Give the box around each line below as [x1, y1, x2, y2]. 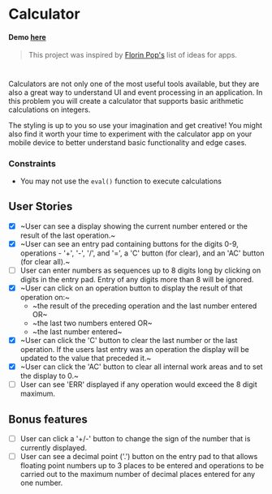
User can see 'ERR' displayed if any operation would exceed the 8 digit [19, 380, 257, 389]
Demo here [8, 32, 46, 41]
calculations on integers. [8, 105, 91, 114]
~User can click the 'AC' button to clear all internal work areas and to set [19, 362, 263, 372]
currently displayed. [19, 443, 88, 453]
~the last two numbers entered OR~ [32, 318, 153, 328]
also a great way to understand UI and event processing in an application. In [8, 87, 263, 97]
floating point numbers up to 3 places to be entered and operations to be [19, 461, 264, 470]
